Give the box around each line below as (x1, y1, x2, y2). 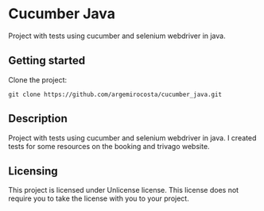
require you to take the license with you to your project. (8, 194, 189, 203)
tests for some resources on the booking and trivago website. (8, 141, 210, 151)
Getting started (8, 54, 86, 67)
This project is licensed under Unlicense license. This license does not (8, 186, 239, 195)
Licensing (8, 164, 58, 178)
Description (8, 112, 68, 125)
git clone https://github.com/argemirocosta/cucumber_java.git (8, 90, 223, 98)
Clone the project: (8, 75, 68, 84)
